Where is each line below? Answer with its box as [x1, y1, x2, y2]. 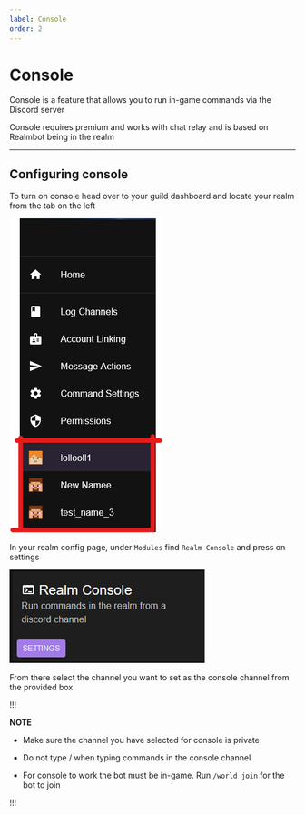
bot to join [22, 780, 61, 790]
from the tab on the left [9, 200, 96, 211]
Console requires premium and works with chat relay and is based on [9, 122, 269, 133]
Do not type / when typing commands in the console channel [22, 752, 251, 763]
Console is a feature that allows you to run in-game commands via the [9, 95, 272, 106]
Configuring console [9, 166, 129, 182]
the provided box [9, 682, 74, 693]
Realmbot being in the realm [9, 132, 115, 143]
